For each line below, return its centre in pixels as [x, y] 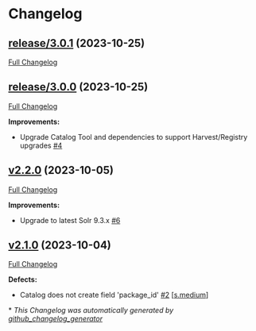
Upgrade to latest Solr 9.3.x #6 [70, 220]
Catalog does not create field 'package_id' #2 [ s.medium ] [114, 295]
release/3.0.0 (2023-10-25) [78, 87]
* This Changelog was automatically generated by [91, 310]
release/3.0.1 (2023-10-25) [77, 43]
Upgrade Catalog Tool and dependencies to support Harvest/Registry [134, 137]
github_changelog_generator [56, 319]
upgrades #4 [41, 145]
